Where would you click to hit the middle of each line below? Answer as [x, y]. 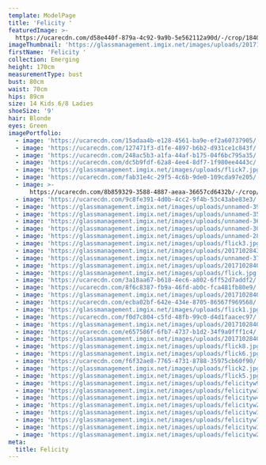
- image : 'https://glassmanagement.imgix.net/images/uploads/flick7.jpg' [139, 170]
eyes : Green [28, 126]
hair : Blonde [30, 119]
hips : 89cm [26, 96]
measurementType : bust [46, 74]
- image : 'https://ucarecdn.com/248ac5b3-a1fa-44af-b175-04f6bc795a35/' [138, 155]
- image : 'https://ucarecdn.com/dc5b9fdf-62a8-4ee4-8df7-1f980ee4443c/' [138, 163]
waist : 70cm [28, 89]
